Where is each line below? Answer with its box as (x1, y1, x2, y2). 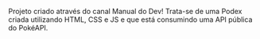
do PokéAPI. (8, 23, 49, 32)
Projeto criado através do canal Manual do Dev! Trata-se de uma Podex (8, 7, 243, 16)
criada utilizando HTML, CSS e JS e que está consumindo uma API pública (8, 15, 253, 24)
